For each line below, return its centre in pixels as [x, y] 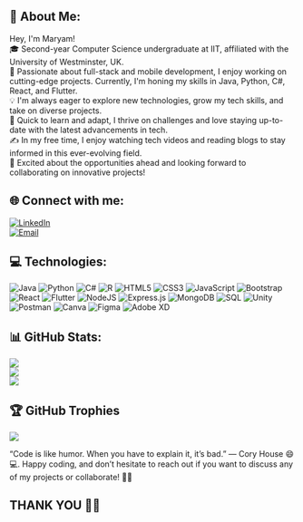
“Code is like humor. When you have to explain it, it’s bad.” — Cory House [147, 454]
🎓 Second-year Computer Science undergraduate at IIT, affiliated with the [149, 48]
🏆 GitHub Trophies [65, 410]
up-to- [271, 120]
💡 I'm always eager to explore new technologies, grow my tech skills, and [147, 100]
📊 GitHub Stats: [56, 337]
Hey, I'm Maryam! [42, 38]
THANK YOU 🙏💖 [55, 505]
